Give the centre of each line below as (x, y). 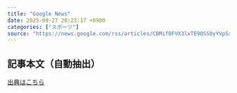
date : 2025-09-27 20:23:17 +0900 (56, 20)
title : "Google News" (39, 14)
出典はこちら (26, 82)
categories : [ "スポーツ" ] (43, 27)
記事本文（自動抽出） (54, 64)
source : (19, 33)
